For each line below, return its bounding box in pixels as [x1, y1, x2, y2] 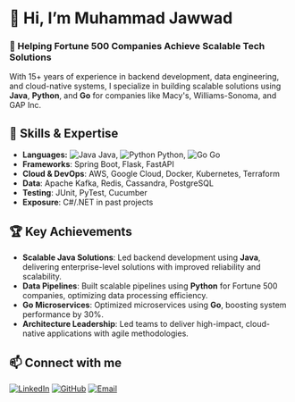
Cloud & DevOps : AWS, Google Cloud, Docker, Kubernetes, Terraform [21, 169, 280, 180]
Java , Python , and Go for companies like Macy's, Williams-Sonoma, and [9, 90, 277, 101]
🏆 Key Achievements [9, 223, 132, 239]
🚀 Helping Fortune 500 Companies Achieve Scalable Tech [9, 40, 265, 53]
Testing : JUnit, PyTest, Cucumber [21, 188, 147, 198]
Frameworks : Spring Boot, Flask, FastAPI [21, 159, 174, 170]
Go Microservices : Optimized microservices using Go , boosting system [21, 299, 287, 311]
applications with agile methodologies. [46, 328, 190, 339]
